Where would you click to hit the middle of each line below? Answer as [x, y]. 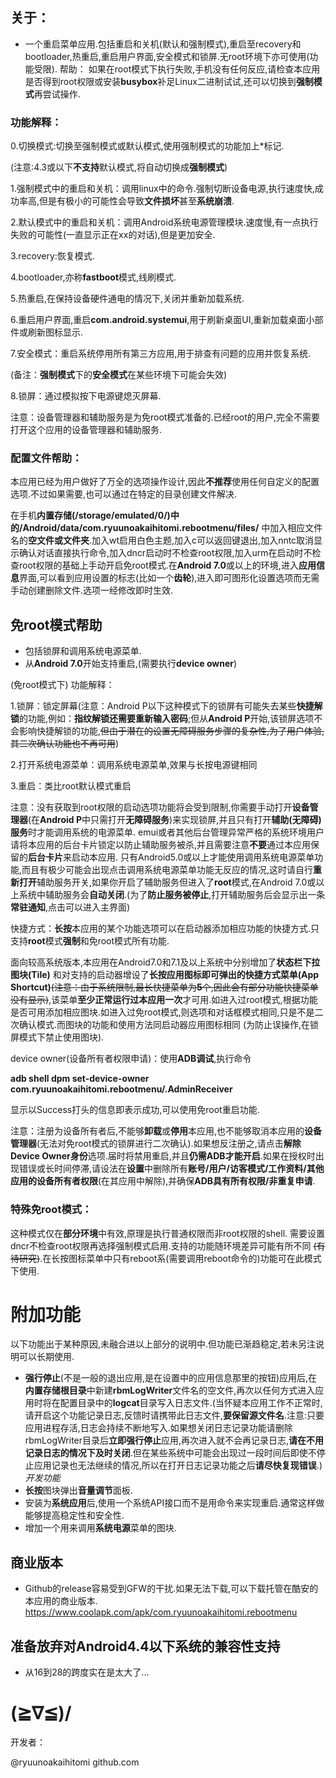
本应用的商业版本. [61, 1601]
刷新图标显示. [55, 332]
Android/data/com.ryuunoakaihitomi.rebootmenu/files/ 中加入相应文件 [172, 528]
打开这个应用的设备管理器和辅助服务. [86, 430]
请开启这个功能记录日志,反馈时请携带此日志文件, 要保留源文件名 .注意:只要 [174, 1415]
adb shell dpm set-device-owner [80, 1079]
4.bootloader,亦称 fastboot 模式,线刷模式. [93, 277]
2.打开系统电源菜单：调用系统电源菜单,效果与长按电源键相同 [134, 765]
